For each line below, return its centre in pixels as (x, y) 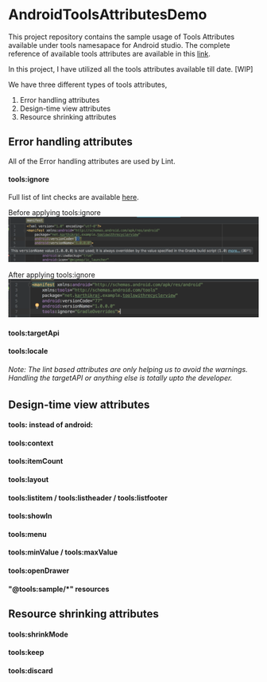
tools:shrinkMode (39, 634)
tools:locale (28, 351)
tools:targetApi (34, 333)
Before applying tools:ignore (55, 212)
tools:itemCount (36, 461)
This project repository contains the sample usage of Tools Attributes (122, 37)
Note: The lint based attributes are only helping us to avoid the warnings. (128, 370)
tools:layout (29, 480)
